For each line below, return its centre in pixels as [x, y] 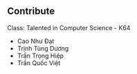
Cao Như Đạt [36, 41]
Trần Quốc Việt [39, 63]
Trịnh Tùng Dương [43, 48]
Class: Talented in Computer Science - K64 [69, 27]
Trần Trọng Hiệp [40, 56]
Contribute [31, 11]
